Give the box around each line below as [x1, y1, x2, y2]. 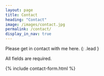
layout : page [5, 7, 33, 13]
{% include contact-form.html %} [5, 65, 76, 71]
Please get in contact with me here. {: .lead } [5, 46, 99, 51]
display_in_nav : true [5, 31, 52, 36]
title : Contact [5, 12, 38, 17]
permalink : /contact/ [5, 27, 52, 32]
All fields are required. [5, 55, 52, 62]
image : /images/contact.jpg [5, 22, 66, 27]
